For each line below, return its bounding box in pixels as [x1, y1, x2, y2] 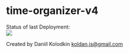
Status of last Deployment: [6, 23, 70, 30]
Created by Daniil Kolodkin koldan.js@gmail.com [6, 40, 123, 47]
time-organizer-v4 [6, 4, 99, 17]
